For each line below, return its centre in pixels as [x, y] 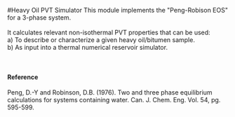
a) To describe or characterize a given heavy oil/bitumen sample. [101, 40]
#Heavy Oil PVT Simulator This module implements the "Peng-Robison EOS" [117, 10]
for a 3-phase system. [39, 18]
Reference [23, 77]
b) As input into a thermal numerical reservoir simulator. [88, 47]
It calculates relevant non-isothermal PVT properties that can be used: [109, 32]
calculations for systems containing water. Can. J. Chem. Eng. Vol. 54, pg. [114, 100]
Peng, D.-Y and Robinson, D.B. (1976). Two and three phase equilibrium [110, 92]
